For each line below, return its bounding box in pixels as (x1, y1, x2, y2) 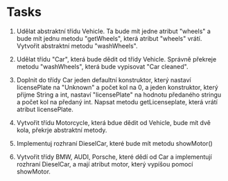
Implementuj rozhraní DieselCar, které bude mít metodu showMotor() (16, 139, 213, 147)
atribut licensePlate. (16, 105, 74, 113)
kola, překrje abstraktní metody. (16, 126, 107, 134)
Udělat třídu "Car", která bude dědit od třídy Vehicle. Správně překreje (16, 55, 217, 63)
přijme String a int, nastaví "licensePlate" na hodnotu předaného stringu (16, 90, 222, 99)
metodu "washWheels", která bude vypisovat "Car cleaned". (16, 62, 188, 70)
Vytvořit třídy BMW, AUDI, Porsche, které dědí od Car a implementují (16, 153, 212, 161)
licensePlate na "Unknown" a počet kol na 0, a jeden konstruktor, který (16, 83, 219, 91)
